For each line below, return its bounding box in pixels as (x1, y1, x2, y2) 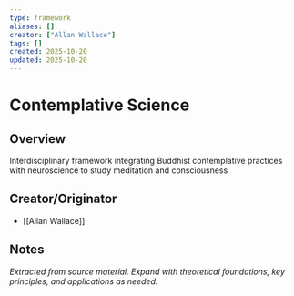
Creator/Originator (9, 191, 117, 207)
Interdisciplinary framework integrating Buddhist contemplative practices (9, 156, 283, 166)
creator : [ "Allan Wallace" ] (9, 30, 117, 39)
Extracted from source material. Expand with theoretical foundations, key (9, 266, 285, 277)
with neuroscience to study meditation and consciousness (9, 165, 228, 176)
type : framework (9, 13, 71, 23)
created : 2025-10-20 (9, 47, 88, 56)
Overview (9, 131, 66, 147)
